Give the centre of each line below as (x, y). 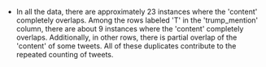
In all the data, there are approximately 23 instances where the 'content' (137, 12)
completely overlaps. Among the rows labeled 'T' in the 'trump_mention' (137, 20)
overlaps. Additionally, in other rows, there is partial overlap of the (126, 37)
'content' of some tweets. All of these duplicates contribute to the (126, 46)
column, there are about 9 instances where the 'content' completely (130, 29)
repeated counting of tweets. (65, 54)
